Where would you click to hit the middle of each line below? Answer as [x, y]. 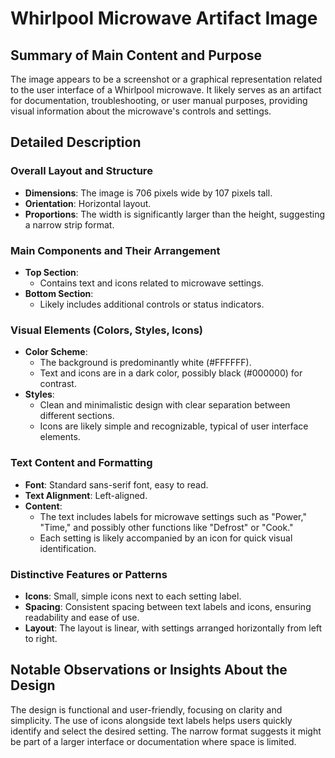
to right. [41, 638]
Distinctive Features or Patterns [89, 574]
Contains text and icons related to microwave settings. [152, 283]
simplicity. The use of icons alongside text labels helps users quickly [151, 720]
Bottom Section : [59, 293]
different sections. [77, 416]
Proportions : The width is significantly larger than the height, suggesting [175, 214]
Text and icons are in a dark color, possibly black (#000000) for [171, 373]
